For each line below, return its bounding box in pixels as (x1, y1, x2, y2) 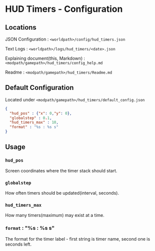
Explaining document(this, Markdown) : (5, 55, 85, 61)
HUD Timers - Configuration (5, 3, 123, 15)
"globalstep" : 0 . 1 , (9, 115, 52, 121)
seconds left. (5, 241, 32, 247)
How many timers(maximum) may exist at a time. (5, 212, 105, 218)
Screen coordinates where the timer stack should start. (5, 167, 117, 173)
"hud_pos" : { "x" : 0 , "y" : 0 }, (9, 111, 72, 116)
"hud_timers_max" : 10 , (9, 120, 58, 125)
